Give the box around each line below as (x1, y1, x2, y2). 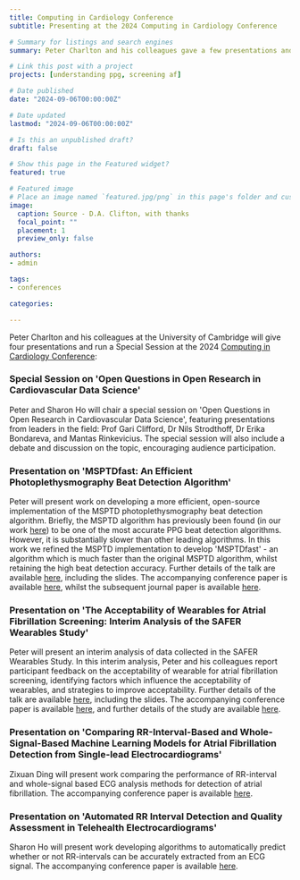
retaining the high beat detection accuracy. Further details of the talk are (9, 563, 276, 573)
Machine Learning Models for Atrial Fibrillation (71, 737, 277, 749)
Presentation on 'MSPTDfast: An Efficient (9, 464, 193, 477)
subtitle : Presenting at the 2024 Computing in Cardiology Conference (9, 21, 278, 30)
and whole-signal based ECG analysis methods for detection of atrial (9, 778, 262, 789)
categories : (9, 299, 54, 309)
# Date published (9, 87, 74, 96)
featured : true (9, 168, 66, 177)
